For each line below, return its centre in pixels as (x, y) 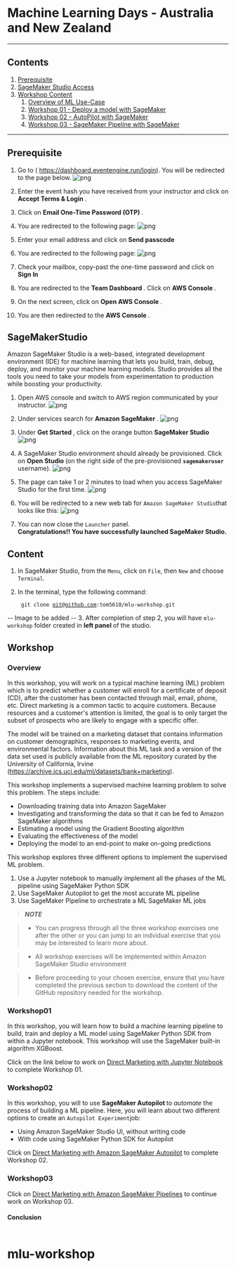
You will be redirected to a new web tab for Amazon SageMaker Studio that (122, 503)
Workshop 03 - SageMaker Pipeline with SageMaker (104, 124)
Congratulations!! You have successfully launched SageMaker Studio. (122, 532)
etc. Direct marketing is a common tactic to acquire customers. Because (112, 705)
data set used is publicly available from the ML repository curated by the (112, 756)
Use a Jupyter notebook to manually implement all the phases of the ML (122, 878)
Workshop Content (45, 94)
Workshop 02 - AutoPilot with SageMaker (88, 117)
